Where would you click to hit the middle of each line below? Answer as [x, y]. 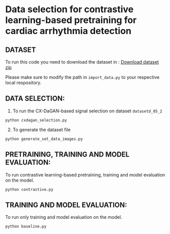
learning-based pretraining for [71, 20]
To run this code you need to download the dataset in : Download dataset [82, 62]
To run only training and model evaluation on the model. [64, 217]
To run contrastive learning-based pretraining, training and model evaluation [85, 174]
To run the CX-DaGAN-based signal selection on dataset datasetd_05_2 [88, 111]
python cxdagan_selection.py [36, 120]
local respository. [23, 83]
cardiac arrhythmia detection [68, 31]
